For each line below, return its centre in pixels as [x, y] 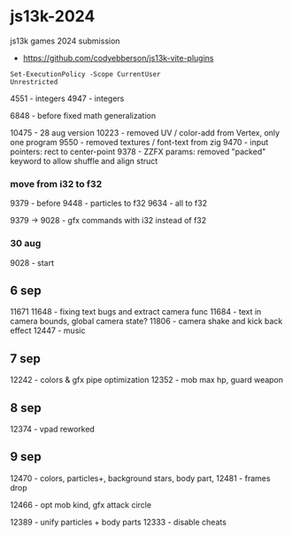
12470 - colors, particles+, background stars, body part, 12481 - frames [140, 478]
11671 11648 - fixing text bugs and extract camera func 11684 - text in [136, 312]
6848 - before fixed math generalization [83, 115]
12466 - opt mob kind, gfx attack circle [81, 505]
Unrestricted [34, 82]
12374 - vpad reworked [53, 429]
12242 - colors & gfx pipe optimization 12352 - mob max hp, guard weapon [147, 380]
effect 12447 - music [48, 330]
